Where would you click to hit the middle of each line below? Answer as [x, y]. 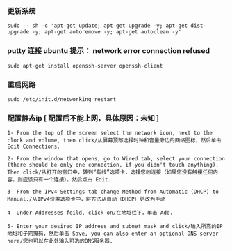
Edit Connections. [34, 147]
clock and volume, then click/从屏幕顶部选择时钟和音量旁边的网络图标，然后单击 [114, 141]
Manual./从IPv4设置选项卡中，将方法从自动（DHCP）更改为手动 [86, 199]
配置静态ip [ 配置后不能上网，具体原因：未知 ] [83, 118]
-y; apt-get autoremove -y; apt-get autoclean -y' [107, 32]
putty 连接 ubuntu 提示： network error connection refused [109, 51]
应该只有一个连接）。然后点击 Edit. [67, 180]
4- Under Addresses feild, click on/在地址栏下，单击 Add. [90, 213]
